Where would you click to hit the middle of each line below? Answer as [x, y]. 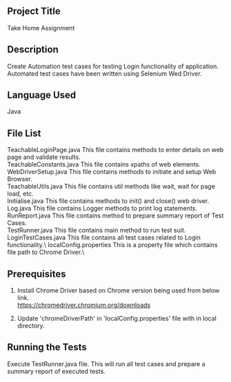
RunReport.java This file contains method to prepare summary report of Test [115, 215]
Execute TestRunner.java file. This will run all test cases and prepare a [106, 363]
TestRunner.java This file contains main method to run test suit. [97, 231]
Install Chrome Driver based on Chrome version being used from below [118, 290]
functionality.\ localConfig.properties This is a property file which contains [113, 245]
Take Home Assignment [41, 28]
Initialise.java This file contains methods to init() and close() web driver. [108, 201]
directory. [31, 326]
